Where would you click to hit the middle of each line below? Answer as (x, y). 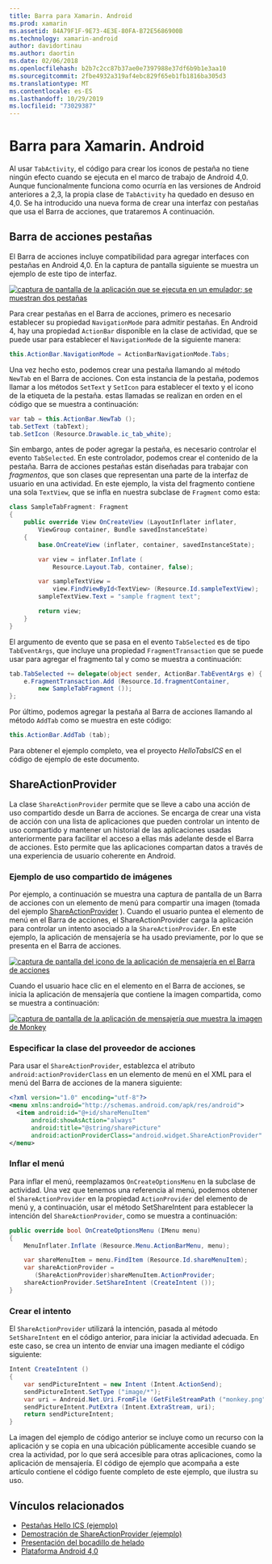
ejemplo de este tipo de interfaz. (63, 273)
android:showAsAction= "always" (83, 1121)
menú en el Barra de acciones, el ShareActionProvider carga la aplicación (131, 920)
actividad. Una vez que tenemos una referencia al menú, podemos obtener (133, 1189)
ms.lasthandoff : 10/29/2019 (56, 99)
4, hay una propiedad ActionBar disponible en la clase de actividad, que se (133, 331)
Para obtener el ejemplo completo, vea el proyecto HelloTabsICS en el (125, 750)
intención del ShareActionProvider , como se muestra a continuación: (123, 1215)
